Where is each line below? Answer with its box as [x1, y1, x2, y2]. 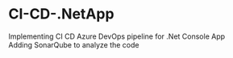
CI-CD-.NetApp [8, 5, 114, 23]
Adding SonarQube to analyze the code [8, 39, 139, 49]
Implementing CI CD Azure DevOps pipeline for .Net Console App [8, 31, 226, 41]
